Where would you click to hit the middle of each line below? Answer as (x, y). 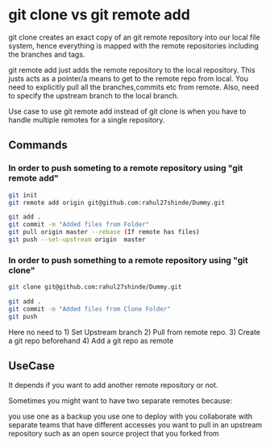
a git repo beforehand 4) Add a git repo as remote (91, 340)
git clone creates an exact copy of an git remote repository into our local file (134, 37)
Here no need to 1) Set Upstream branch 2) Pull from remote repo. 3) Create (134, 331)
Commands (38, 146)
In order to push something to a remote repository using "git (128, 260)
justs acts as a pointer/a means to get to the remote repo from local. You (128, 78)
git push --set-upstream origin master (77, 240)
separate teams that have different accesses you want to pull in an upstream (135, 425)
